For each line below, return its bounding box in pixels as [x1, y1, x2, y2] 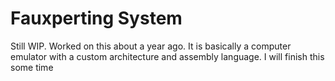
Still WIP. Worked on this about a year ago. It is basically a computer [10, 40, 292, 52]
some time [10, 61, 54, 73]
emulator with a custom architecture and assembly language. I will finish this [10, 50, 325, 62]
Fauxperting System [10, 7, 183, 30]
